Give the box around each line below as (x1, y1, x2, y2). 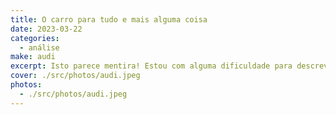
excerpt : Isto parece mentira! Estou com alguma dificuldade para (10, 61, 293, 71)
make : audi (10, 52, 56, 62)
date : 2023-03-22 (10, 24, 83, 34)
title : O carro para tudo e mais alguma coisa (10, 14, 208, 25)
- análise (19, 42, 60, 53)
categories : (10, 33, 60, 43)
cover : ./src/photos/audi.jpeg (10, 71, 141, 81)
